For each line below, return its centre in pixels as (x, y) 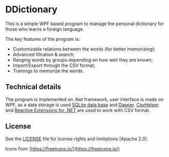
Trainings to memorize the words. (48, 71)
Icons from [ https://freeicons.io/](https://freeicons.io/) (62, 149)
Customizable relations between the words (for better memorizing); (84, 49)
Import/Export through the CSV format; (54, 65)
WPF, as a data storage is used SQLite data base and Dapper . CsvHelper (82, 105)
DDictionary (31, 9)
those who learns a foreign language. (45, 29)
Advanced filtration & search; (44, 54)
